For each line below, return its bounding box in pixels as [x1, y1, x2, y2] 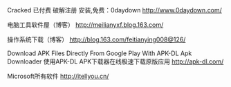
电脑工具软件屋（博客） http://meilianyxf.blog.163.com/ [7, 21, 164, 29]
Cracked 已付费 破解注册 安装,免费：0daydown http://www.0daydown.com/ [7, 6, 223, 14]
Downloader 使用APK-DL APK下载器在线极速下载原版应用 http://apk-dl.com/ [7, 57, 224, 66]
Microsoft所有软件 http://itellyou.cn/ [7, 72, 109, 80]
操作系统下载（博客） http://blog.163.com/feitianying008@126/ [7, 35, 186, 43]
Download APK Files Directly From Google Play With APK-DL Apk [7, 49, 192, 57]
